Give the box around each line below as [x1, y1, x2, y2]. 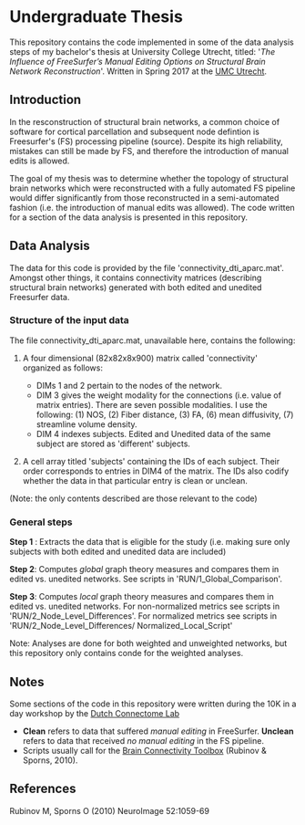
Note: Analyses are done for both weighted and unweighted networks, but [9, 638, 288, 649]
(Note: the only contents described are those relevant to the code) [9, 493, 258, 504]
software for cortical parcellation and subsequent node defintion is [9, 126, 259, 137]
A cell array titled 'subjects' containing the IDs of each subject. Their [22, 455, 280, 466]
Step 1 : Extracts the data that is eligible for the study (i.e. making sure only [9, 537, 290, 548]
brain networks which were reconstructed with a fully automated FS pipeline [9, 183, 296, 193]
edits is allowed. [9, 155, 70, 166]
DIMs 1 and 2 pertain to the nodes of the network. [36, 380, 223, 391]
